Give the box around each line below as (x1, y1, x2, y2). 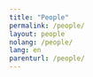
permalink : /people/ (9, 21, 86, 30)
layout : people (9, 29, 66, 38)
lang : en (9, 46, 42, 55)
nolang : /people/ (9, 37, 74, 47)
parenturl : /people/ (9, 54, 86, 63)
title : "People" (9, 12, 69, 22)
